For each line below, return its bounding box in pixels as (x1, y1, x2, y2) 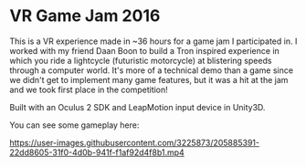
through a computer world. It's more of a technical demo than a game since (9, 65, 294, 76)
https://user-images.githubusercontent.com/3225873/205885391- (9, 137, 260, 148)
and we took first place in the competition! (9, 84, 169, 95)
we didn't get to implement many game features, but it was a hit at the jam (9, 74, 289, 85)
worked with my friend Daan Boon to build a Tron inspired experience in (9, 45, 280, 56)
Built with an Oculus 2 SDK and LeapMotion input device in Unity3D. (9, 101, 266, 112)
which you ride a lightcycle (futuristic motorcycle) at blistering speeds (9, 55, 272, 66)
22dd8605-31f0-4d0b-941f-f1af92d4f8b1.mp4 (9, 147, 185, 158)
